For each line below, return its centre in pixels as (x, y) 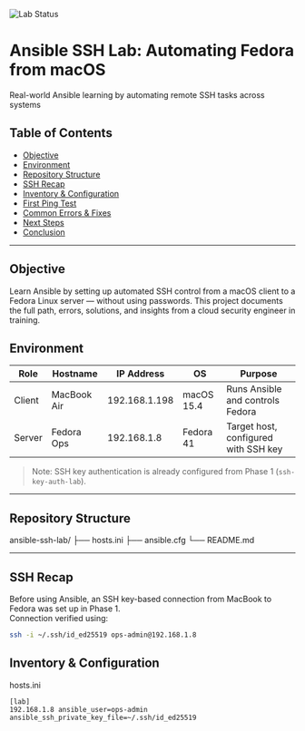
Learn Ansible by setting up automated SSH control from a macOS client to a (152, 291)
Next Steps (44, 222)
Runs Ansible (254, 389)
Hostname (75, 374)
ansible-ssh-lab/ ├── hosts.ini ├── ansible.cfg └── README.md (132, 541)
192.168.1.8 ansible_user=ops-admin (79, 709)
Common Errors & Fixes (67, 212)
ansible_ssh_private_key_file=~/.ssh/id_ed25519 (103, 717)
